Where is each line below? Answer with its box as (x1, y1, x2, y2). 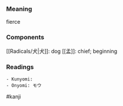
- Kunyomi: (6, 76, 33, 82)
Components (6, 33, 44, 42)
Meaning (6, 5, 33, 13)
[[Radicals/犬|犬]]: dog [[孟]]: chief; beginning (6, 47, 118, 55)
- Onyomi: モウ (6, 82, 42, 88)
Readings (6, 63, 34, 71)
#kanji (6, 93, 21, 100)
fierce (6, 18, 21, 26)
